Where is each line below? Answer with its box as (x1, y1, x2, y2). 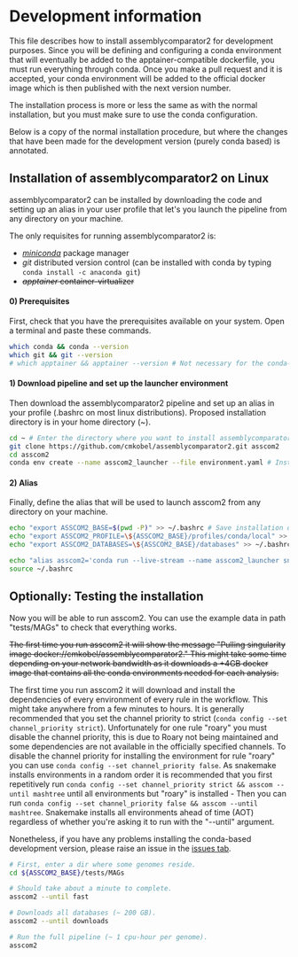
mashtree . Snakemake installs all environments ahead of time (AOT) (9, 806, 255, 817)
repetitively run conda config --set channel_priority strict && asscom (9, 778, 273, 790)
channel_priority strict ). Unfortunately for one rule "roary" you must (9, 722, 268, 733)
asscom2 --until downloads (9, 917, 109, 926)
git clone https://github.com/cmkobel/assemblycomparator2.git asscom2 (9, 441, 279, 451)
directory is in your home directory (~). (9, 416, 151, 427)
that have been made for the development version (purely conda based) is (9, 136, 281, 146)
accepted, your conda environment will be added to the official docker (9, 73, 266, 83)
